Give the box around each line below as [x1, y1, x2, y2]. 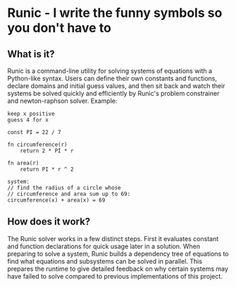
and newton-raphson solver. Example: [7, 97, 118, 105]
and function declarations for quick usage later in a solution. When [7, 242, 201, 250]
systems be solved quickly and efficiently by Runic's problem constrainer [7, 90, 220, 97]
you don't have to [7, 20, 111, 36]
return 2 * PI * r [20, 147, 74, 154]
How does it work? [7, 216, 91, 228]
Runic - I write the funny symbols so [7, 5, 223, 21]
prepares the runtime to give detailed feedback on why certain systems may [7, 264, 229, 273]
